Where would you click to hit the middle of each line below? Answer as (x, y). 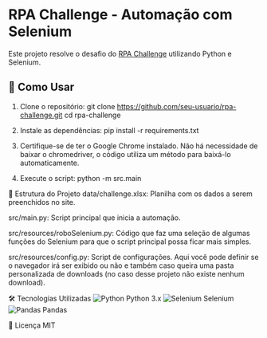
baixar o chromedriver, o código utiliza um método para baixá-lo (125, 154)
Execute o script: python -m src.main (80, 178)
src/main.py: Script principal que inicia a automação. (94, 218)
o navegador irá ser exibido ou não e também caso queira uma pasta (121, 265)
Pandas (55, 309)
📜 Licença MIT (32, 325)
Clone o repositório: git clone (67, 106)
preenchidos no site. (42, 202)
